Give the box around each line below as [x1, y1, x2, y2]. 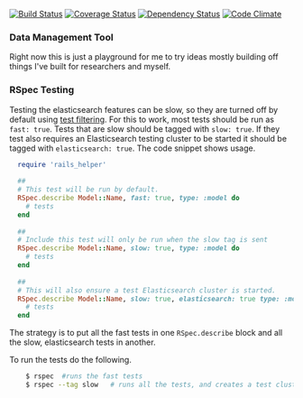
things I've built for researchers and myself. [9, 61, 171, 72]
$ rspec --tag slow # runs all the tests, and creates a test [25, 380, 272, 390]
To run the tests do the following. [9, 355, 133, 366]
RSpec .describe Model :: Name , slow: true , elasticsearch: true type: [17, 294, 280, 303]
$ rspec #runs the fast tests [25, 372, 143, 381]
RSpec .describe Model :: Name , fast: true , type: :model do [17, 194, 241, 203]
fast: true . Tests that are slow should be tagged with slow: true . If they [9, 123, 280, 134]
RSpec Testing [9, 84, 75, 97]
